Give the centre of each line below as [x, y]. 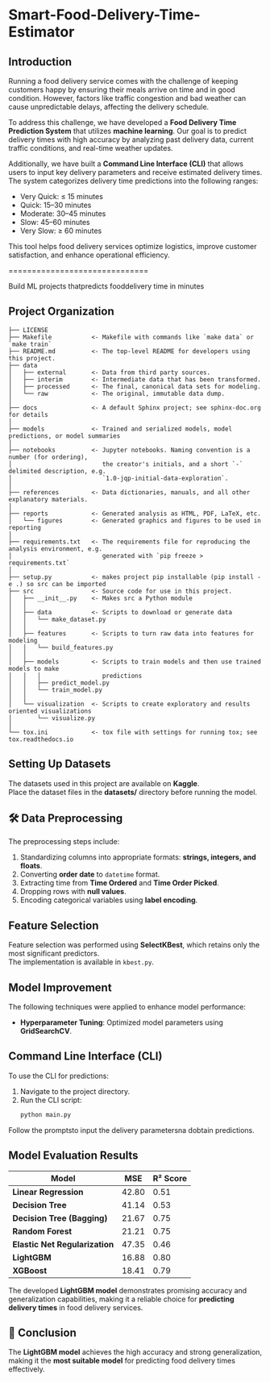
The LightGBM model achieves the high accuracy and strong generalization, [135, 1352]
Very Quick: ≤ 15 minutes [61, 196]
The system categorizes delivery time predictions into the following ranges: [133, 181]
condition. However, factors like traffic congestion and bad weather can [127, 98]
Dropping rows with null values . [73, 892]
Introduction [40, 62]
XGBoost [30, 1270]
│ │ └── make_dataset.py [57, 619]
